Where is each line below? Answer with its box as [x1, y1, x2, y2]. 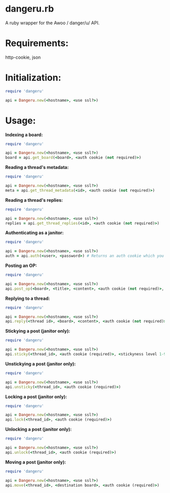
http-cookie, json [5, 54, 41, 60]
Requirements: [5, 37, 69, 49]
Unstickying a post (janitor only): [5, 361, 76, 367]
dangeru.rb [5, 3, 54, 15]
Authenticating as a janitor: [5, 230, 64, 236]
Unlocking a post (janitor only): [5, 426, 72, 432]
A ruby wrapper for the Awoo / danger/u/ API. [5, 20, 100, 26]
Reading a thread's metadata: [5, 164, 69, 170]
